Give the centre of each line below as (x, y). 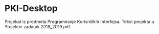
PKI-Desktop (31, 8)
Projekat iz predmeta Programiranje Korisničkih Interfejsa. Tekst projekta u (79, 22)
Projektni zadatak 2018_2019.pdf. (38, 26)
